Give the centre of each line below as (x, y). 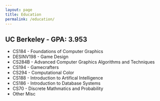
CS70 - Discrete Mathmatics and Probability (58, 88)
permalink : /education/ (30, 19)
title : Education (23, 14)
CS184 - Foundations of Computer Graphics (58, 51)
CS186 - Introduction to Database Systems (56, 83)
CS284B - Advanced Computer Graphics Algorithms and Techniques (84, 62)
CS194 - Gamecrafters (36, 67)
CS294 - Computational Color (43, 72)
